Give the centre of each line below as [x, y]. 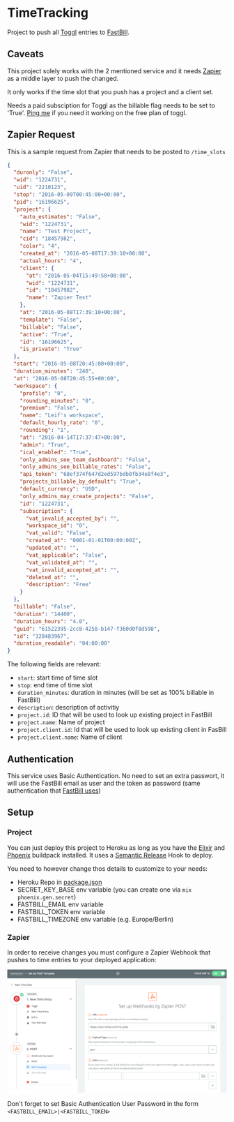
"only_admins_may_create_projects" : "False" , [87, 496]
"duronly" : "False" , [43, 172]
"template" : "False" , [51, 320]
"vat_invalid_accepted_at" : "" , [72, 570]
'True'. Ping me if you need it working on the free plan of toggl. [97, 112]
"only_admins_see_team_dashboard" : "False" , [85, 459]
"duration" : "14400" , [45, 614]
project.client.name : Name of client [70, 737]
